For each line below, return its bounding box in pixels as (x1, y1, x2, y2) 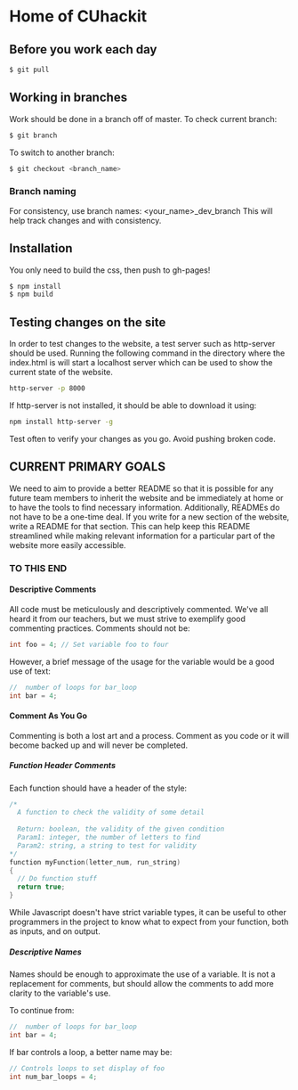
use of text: (9, 666, 52, 676)
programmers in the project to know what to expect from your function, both (9, 916, 289, 928)
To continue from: (9, 1005, 75, 1016)
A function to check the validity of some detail (17, 808, 205, 817)
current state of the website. (9, 367, 114, 378)
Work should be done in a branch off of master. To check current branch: (9, 113, 278, 124)
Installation (9, 241, 73, 256)
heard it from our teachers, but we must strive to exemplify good (9, 613, 246, 624)
